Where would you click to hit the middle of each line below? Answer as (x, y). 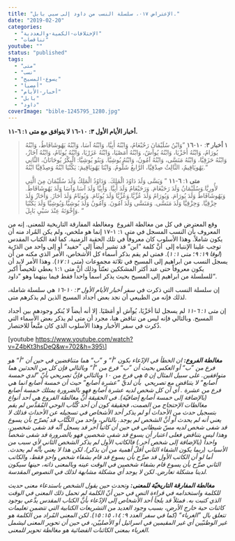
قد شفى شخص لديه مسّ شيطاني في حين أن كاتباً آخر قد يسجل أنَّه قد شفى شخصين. (117, 427)
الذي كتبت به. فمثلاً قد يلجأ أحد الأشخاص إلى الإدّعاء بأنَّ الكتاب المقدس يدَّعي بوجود (115, 500)
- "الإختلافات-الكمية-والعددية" (58, 33)
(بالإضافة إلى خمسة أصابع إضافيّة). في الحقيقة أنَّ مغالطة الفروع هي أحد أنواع (108, 397)
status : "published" (38, 53)
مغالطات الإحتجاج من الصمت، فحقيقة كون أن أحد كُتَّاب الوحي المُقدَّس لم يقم (108, 405)
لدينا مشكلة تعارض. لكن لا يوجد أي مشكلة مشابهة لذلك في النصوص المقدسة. (108, 471)
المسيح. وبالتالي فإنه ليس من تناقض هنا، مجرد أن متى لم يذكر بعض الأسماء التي (111, 318)
